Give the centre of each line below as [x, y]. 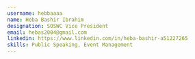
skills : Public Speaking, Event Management [70, 45]
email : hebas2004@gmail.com [47, 32]
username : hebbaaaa [35, 13]
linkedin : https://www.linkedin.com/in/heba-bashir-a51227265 [97, 39]
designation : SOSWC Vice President [58, 26]
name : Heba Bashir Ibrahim [45, 20]
